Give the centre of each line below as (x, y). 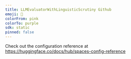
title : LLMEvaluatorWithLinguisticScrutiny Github (58, 10)
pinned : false (20, 32)
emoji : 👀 (14, 14)
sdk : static (17, 28)
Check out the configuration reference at (47, 46)
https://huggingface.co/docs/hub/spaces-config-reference (65, 51)
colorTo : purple (22, 23)
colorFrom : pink (22, 19)
